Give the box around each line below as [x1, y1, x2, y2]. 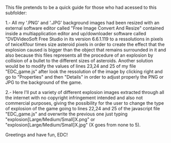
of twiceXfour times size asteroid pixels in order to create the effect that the [5, 41, 165, 47]
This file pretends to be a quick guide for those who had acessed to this [5, 5, 157, 10]
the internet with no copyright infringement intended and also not [5, 94, 143, 101]
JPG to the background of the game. [5, 79, 82, 85]
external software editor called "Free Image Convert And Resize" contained [5, 25, 164, 31]
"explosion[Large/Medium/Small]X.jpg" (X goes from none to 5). [5, 122, 141, 128]
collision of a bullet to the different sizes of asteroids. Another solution [5, 58, 154, 63]
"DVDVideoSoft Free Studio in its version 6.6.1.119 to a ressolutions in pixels [5, 36, 163, 42]
